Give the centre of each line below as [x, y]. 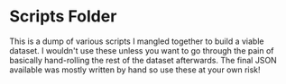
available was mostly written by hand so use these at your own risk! [135, 70]
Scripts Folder [63, 17]
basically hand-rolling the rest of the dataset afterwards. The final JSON [143, 60]
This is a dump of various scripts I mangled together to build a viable [137, 41]
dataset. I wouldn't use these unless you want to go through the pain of [142, 50]
